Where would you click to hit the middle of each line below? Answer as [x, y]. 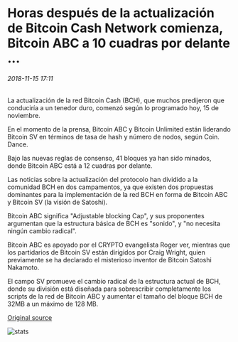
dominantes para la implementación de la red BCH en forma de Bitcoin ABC [118, 195]
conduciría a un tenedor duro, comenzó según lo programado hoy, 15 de [113, 108]
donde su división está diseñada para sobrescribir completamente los [109, 289]
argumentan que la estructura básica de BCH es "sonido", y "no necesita [114, 224]
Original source [30, 318]
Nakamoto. [23, 267]
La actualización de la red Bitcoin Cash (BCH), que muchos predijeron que [116, 100]
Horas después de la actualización [111, 13]
